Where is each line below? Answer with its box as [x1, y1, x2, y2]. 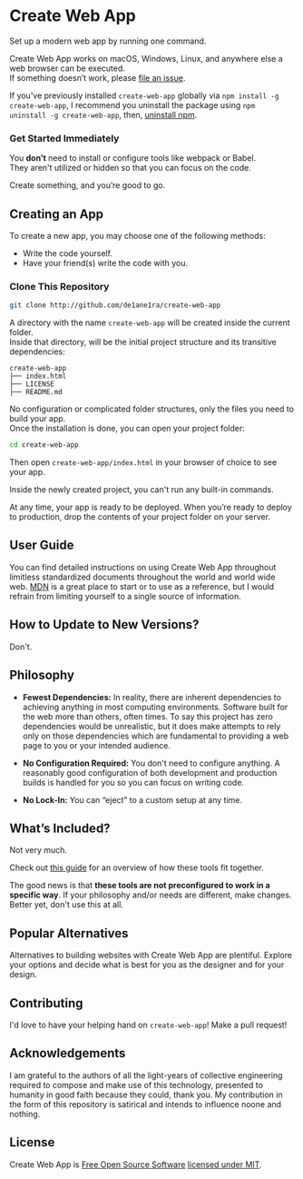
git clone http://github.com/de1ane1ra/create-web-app [9, 301, 221, 310]
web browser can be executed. [9, 63, 125, 74]
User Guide [9, 538, 74, 553]
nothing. [9, 1108, 41, 1119]
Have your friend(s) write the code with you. [22, 258, 189, 269]
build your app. [9, 413, 66, 424]
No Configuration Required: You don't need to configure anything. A [22, 758, 280, 768]
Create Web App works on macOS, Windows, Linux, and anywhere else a [9, 53, 283, 64]
